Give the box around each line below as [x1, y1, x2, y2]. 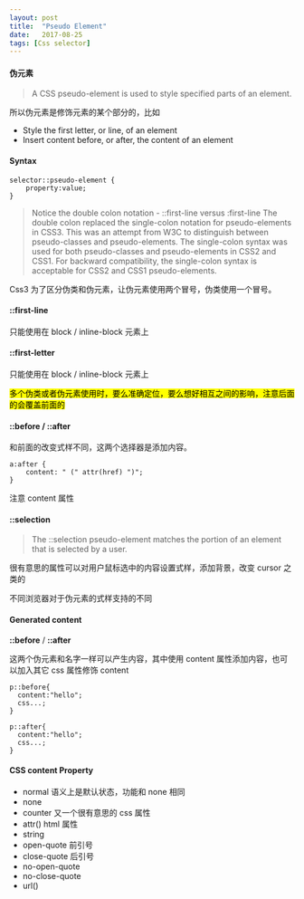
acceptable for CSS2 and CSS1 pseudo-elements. [31, 264, 217, 276]
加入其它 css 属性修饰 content [16, 665, 129, 675]
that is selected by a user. [31, 544, 128, 555]
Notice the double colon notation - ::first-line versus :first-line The [31, 207, 278, 218]
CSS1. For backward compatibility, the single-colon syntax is [31, 255, 258, 266]
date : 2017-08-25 [9, 30, 83, 39]
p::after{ [9, 722, 47, 732]
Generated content [9, 615, 82, 626]
